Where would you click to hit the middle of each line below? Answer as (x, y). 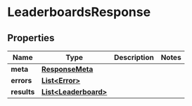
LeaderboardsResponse (79, 12)
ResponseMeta (67, 69)
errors (21, 81)
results (23, 92)
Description (134, 58)
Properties (31, 38)
